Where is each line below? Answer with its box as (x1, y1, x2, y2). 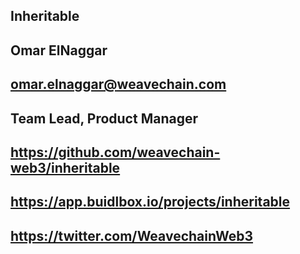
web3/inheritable (10, 159, 121, 176)
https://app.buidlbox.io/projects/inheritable (10, 194, 291, 211)
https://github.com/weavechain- (10, 144, 221, 161)
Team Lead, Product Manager (10, 110, 198, 127)
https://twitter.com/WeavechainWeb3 (10, 227, 254, 244)
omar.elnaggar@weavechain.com (10, 76, 227, 93)
